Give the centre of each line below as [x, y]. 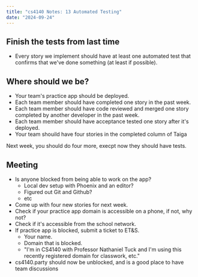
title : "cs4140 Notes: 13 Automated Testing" [64, 12]
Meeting [22, 165]
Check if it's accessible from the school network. [75, 224]
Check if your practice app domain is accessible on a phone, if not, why [103, 211]
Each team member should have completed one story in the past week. [103, 102]
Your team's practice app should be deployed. [72, 96]
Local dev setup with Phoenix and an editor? [79, 185]
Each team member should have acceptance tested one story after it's [102, 121]
